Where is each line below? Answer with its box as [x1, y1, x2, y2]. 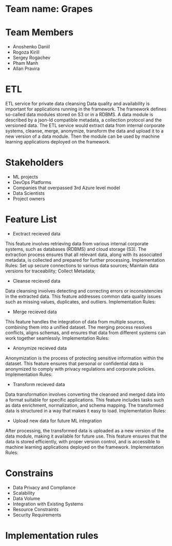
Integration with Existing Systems [12, 501, 84, 507]
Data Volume [12, 495, 40, 501]
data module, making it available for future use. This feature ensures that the [5, 433, 167, 439]
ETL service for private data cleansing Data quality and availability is [5, 101, 150, 107]
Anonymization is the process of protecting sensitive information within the [5, 355, 164, 361]
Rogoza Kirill [12, 49, 40, 56]
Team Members [5, 27, 73, 39]
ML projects [12, 174, 39, 180]
